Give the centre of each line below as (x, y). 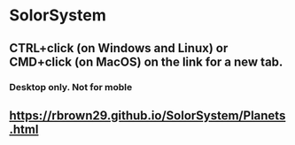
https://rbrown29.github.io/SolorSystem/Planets (147, 115)
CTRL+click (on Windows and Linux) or (119, 48)
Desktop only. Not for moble (71, 87)
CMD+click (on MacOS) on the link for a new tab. (146, 61)
